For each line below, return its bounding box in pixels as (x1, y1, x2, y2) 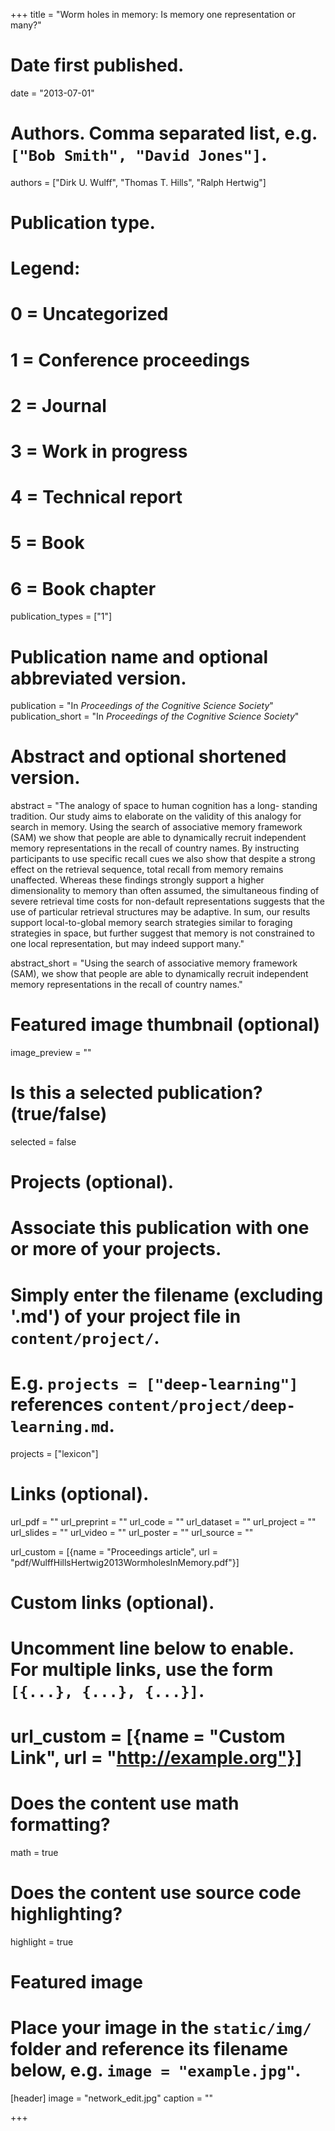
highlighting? (10, 1903, 123, 1926)
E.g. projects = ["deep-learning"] (10, 1372, 299, 1394)
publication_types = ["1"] (10, 610, 113, 623)
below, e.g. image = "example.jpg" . (10, 2059, 302, 2082)
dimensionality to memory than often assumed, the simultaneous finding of (10, 885, 320, 897)
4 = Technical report (10, 486, 183, 509)
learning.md (10, 1417, 110, 1436)
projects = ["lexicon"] (10, 1447, 99, 1459)
